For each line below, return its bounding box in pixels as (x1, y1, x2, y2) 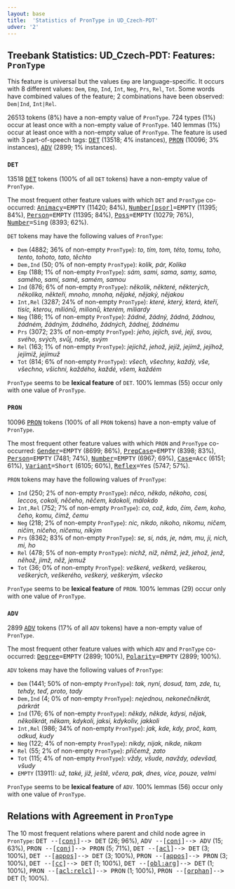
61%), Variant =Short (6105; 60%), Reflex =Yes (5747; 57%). (7, 461, 191, 469)
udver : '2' (7, 23, 39, 30)
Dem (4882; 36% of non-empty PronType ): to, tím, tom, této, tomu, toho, (17, 245, 222, 254)
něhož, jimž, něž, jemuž (17, 556, 86, 564)
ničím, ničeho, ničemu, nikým (17, 526, 102, 534)
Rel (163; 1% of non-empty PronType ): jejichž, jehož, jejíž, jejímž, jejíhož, (17, 342, 224, 351)
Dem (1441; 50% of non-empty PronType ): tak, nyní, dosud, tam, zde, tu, (17, 680, 222, 688)
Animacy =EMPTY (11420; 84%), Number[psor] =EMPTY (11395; (36, 203, 218, 212)
